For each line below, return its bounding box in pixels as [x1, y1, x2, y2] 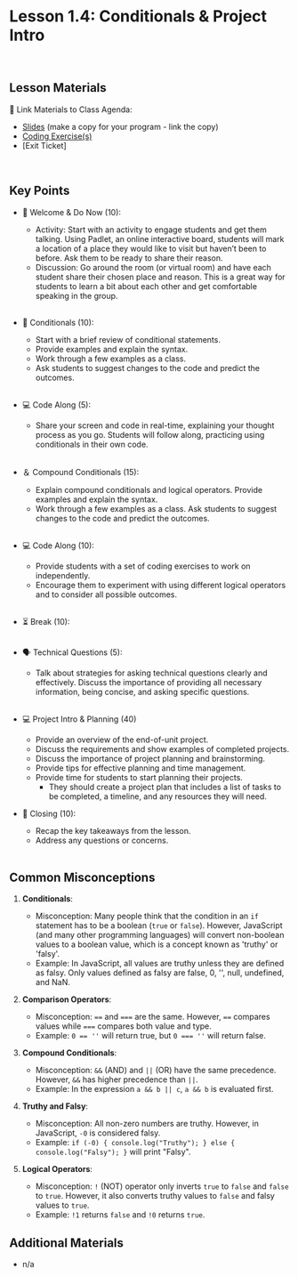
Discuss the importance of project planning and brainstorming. [35, 753, 265, 764]
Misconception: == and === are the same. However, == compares [35, 1012, 270, 1022]
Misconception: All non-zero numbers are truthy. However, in [35, 1119, 260, 1129]
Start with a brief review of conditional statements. [35, 334, 221, 344]
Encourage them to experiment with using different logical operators [35, 579, 286, 590]
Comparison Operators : [21, 994, 112, 1005]
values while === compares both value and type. [35, 1021, 212, 1031]
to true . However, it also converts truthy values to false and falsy [35, 1191, 276, 1201]
